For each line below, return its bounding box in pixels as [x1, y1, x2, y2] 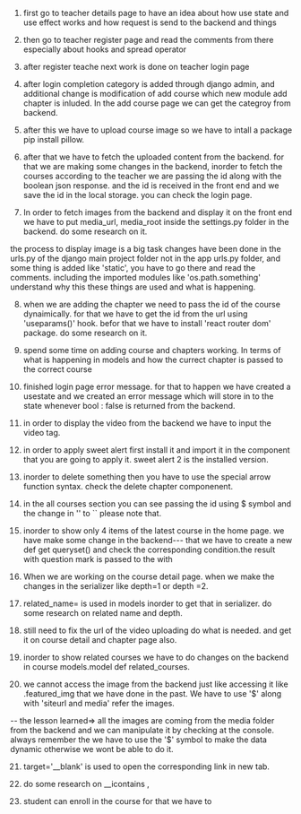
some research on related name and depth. [22, 608, 183, 618]
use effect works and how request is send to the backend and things [22, 17, 277, 28]
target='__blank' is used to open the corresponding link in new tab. [22, 761, 270, 772]
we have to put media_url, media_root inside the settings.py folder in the [22, 217, 289, 227]
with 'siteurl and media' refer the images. [22, 698, 176, 708]
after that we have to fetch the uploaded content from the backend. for [22, 152, 285, 162]
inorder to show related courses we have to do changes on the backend [22, 652, 289, 662]
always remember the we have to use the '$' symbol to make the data [10, 734, 268, 745]
